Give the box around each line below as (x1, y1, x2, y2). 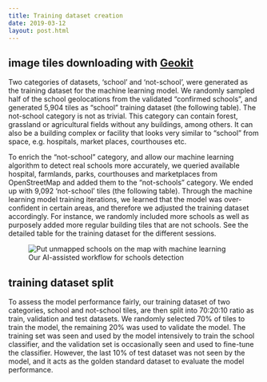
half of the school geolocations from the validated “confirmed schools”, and (8, 94, 257, 104)
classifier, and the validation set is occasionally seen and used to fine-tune (8, 340, 254, 348)
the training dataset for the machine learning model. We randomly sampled (8, 86, 255, 96)
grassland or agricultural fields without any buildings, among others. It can (8, 120, 253, 129)
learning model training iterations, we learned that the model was (8, 195, 222, 205)
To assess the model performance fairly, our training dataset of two (8, 297, 230, 306)
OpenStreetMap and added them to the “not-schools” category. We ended (8, 177, 253, 188)
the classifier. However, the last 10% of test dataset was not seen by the (8, 348, 245, 357)
